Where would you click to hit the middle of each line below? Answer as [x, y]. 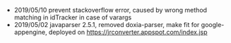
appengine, [30, 32]
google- [213, 25]
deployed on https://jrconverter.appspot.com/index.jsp [128, 32]
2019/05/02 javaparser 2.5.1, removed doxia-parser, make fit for [107, 25]
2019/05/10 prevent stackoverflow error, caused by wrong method [110, 10]
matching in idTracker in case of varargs [73, 17]
